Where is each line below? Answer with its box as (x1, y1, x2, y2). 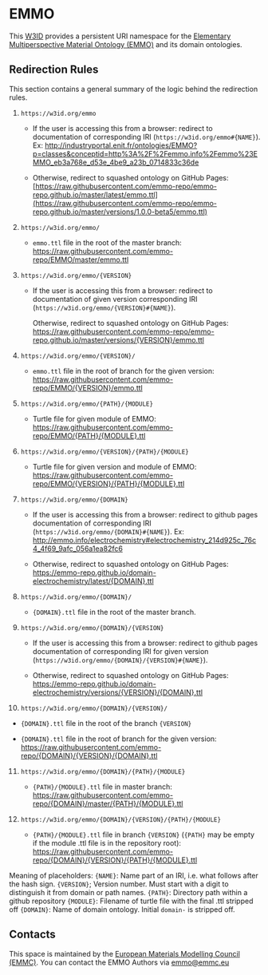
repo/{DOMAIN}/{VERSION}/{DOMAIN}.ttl (20, 751, 158, 760)
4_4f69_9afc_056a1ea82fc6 (32, 544, 123, 553)
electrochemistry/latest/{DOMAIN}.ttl (32, 576, 154, 585)
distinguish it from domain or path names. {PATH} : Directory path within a (9, 887, 248, 897)
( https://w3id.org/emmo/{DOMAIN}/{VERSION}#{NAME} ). (32, 655, 208, 664)
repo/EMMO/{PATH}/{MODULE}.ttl (32, 430, 146, 440)
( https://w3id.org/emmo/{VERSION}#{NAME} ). (32, 303, 176, 312)
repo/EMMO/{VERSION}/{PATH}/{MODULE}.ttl (32, 478, 185, 488)
